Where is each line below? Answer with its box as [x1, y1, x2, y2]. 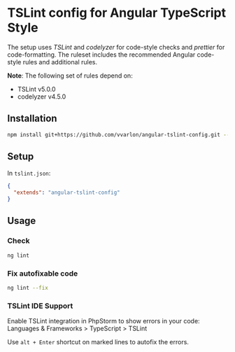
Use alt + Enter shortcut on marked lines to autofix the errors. [7, 338, 189, 346]
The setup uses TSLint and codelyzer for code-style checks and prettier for [7, 43, 225, 51]
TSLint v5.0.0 [17, 85, 56, 93]
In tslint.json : [7, 169, 51, 178]
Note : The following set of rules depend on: [7, 71, 133, 80]
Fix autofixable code [7, 268, 78, 278]
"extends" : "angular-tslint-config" [13, 189, 120, 197]
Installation [7, 113, 57, 125]
